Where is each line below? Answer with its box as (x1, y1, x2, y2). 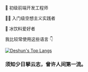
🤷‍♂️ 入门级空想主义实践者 (5, 15, 56, 21)
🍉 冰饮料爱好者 (5, 26, 36, 32)
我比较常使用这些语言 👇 (5, 36, 53, 42)
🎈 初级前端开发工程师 (5, 5, 48, 10)
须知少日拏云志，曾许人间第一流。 (5, 61, 87, 68)
